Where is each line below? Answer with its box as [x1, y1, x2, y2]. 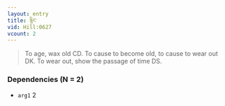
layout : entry [7, 10, 49, 18]
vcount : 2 [7, 30, 37, 37]
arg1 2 [17, 90, 37, 99]
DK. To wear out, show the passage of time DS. [24, 57, 162, 66]
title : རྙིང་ [7, 17, 37, 24]
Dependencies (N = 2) [7, 75, 84, 85]
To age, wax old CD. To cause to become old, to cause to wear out [24, 49, 219, 58]
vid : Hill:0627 [7, 23, 52, 30]
